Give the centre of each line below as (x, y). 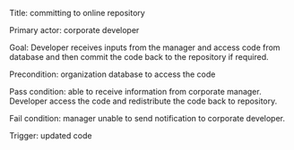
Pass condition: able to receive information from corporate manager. (135, 92)
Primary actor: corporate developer (74, 30)
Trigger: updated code (51, 136)
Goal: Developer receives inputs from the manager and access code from (145, 47)
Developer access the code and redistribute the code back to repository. (143, 101)
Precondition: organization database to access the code (112, 74)
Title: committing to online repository (77, 13)
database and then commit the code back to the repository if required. (139, 57)
